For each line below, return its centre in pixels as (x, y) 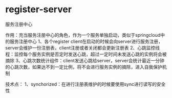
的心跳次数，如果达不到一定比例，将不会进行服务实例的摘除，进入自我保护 (84, 67)
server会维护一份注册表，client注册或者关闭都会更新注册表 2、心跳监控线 (83, 47)
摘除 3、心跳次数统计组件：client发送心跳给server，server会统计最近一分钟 (85, 60)
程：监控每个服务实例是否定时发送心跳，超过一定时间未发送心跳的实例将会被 (86, 54)
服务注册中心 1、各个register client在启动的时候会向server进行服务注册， (86, 41)
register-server (39, 9)
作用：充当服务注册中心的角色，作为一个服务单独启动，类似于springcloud (83, 35)
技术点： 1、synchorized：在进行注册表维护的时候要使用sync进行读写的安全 (85, 84)
